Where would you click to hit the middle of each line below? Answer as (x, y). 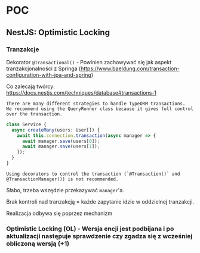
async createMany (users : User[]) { (56, 130)
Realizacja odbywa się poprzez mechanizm (59, 213)
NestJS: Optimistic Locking (58, 32)
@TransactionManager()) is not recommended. (62, 179)
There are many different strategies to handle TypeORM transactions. (96, 104)
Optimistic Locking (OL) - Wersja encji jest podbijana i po (90, 229)
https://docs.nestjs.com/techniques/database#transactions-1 (81, 92)
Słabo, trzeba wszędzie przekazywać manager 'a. (65, 190)
